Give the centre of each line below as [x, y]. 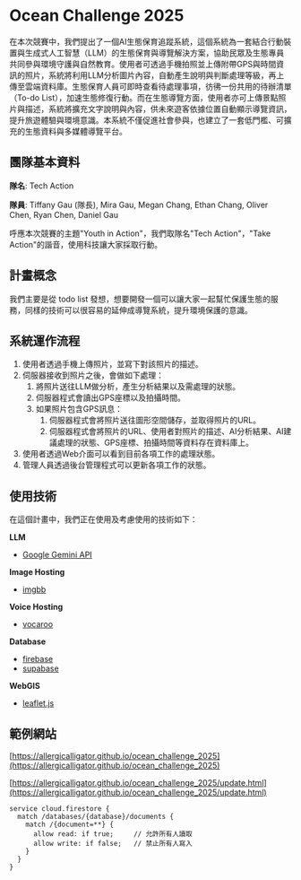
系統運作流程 [45, 340]
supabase [41, 668]
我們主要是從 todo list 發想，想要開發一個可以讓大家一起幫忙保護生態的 [140, 299]
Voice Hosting [36, 607]
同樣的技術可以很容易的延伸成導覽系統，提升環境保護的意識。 [138, 309]
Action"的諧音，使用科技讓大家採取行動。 [86, 244]
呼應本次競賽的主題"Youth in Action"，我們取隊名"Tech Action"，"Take [140, 233]
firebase [38, 659]
